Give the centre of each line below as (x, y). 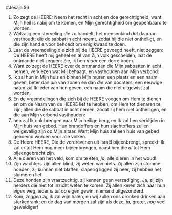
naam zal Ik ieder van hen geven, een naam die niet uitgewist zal (81, 88)
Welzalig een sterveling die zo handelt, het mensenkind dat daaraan (85, 33)
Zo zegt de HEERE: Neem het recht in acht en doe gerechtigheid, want (87, 17)
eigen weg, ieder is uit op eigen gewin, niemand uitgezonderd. (79, 191)
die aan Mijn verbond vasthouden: (49, 115)
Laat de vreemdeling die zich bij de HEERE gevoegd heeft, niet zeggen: (88, 50)
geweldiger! (26, 207)
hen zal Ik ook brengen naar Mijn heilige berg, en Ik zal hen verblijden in (89, 120)
